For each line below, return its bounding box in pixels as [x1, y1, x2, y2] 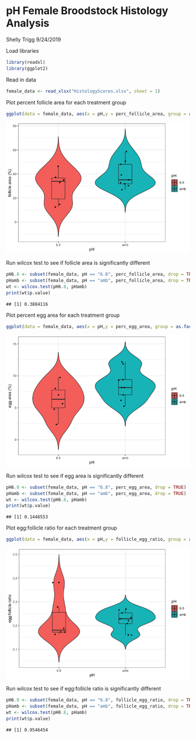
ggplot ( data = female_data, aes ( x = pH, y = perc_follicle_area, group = [6, 111, 187, 117]
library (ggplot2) [6, 66, 48, 71]
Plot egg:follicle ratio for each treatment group [6, 524, 118, 531]
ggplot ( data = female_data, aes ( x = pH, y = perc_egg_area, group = [6, 323, 174, 329]
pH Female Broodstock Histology [6, 4, 169, 18]
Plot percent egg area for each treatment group [6, 312, 120, 319]
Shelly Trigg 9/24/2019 [6, 36, 61, 43]
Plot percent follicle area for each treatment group [6, 98, 127, 106]
